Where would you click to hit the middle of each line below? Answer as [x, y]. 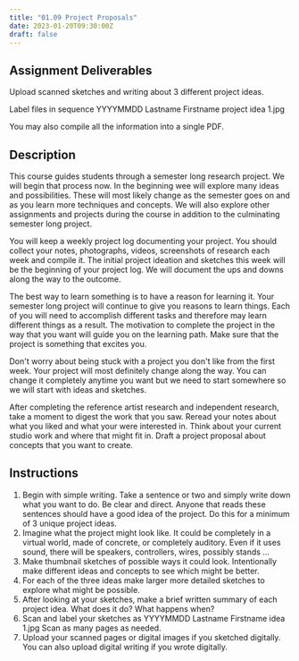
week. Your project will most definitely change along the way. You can [138, 371]
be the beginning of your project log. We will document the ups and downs [146, 270]
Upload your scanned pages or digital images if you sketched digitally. [151, 637]
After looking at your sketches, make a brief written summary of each [150, 599]
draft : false [33, 34]
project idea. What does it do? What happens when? [118, 608]
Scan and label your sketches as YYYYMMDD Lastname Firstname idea [154, 618]
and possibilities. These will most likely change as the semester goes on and [149, 195]
